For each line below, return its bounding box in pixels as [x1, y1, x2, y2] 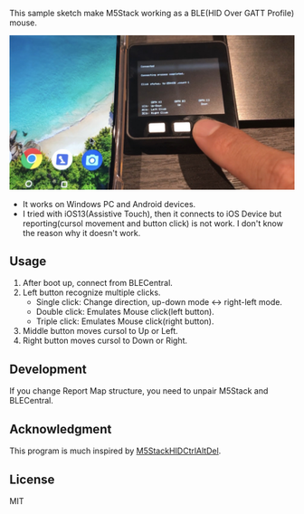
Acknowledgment [9, 421, 112, 437]
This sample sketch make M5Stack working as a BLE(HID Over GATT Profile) [9, 8, 295, 18]
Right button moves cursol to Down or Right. [22, 335, 188, 347]
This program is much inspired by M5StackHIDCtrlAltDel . [9, 445, 222, 456]
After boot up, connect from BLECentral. [22, 278, 174, 289]
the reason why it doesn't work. [22, 227, 141, 238]
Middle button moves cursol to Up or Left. [22, 326, 178, 337]
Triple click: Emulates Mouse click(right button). [35, 316, 214, 327]
